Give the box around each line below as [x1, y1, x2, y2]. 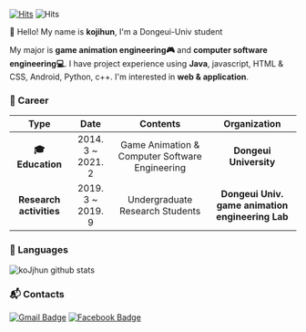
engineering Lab [216, 211, 289, 223]
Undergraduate [127, 193, 193, 206]
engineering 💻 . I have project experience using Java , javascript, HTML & [9, 58, 284, 68]
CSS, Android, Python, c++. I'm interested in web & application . [9, 71, 249, 82]
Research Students [119, 205, 201, 218]
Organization [223, 118, 281, 130]
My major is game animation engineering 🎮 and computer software [9, 45, 268, 55]
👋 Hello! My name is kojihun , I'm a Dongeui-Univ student [9, 26, 223, 36]
